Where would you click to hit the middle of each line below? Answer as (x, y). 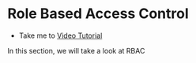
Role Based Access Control (98, 14)
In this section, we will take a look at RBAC (76, 50)
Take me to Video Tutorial (60, 35)
